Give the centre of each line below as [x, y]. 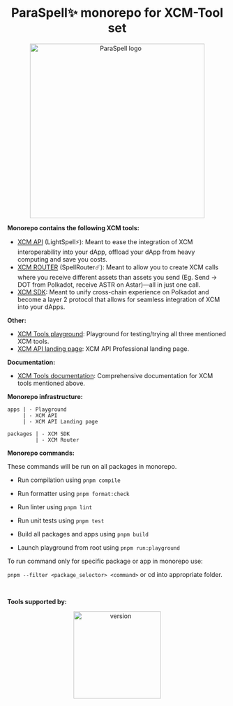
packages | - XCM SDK [39, 434]
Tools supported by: [37, 601]
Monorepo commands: [41, 453]
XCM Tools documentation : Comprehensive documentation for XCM [115, 375]
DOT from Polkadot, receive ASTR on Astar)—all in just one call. [109, 285]
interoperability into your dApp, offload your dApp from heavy [106, 252]
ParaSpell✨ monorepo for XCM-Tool [117, 13]
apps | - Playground [37, 410]
